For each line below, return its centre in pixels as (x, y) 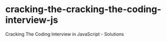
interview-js (32, 20)
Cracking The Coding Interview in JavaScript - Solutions (65, 34)
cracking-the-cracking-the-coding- (83, 9)
